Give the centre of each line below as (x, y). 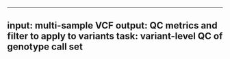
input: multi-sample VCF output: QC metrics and (112, 25)
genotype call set (45, 47)
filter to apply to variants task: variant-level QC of (115, 36)
